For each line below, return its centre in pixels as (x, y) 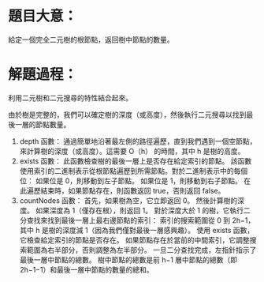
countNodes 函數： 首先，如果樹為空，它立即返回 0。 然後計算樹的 (128, 200)
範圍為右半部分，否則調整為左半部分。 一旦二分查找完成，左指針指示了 (141, 250)
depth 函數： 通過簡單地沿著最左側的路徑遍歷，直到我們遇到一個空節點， (138, 141)
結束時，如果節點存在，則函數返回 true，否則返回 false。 (133, 190)
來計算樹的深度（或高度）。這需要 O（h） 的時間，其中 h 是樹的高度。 (132, 151)
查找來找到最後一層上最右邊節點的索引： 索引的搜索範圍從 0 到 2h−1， (141, 220)
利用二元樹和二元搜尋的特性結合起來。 (70, 98)
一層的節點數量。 (43, 124)
